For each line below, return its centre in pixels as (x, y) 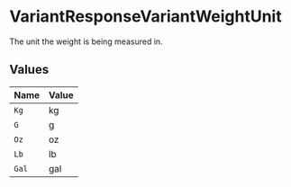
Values (29, 70)
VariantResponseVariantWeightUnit (145, 17)
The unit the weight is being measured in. (86, 41)
